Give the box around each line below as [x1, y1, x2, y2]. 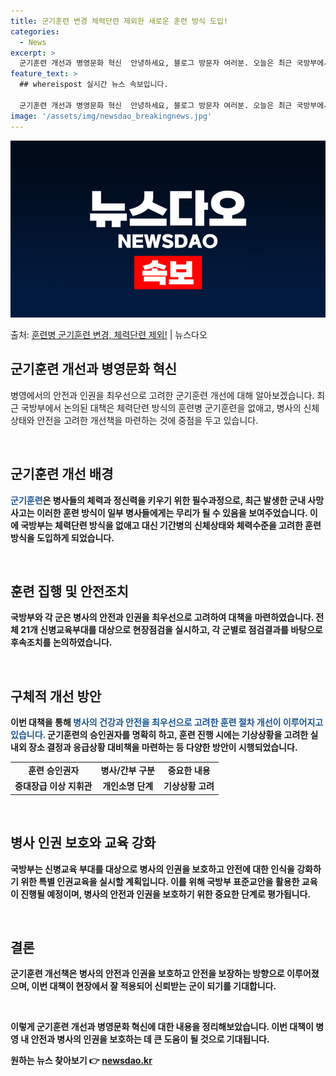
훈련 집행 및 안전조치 [10, 583, 129, 600]
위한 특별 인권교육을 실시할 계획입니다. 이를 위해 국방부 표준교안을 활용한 [20, 875, 300, 887]
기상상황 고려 [163, 780, 215, 792]
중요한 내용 [167, 765, 211, 776]
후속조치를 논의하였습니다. [10, 636, 113, 649]
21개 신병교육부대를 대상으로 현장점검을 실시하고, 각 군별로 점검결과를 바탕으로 [20, 624, 323, 636]
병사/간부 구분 [100, 765, 155, 776]
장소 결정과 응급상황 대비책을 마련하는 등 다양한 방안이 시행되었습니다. [28, 741, 298, 754]
